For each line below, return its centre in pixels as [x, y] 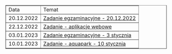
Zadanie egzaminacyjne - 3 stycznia [87, 35]
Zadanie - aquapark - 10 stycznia [85, 44]
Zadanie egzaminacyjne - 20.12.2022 [90, 18]
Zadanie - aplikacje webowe [78, 26]
